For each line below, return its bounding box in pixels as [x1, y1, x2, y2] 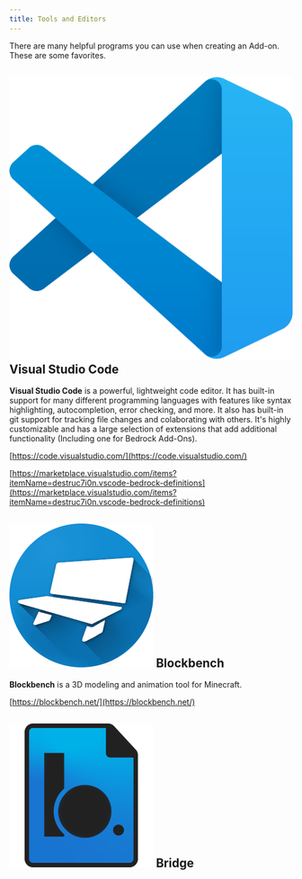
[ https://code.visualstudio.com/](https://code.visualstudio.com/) [9, 450, 247, 462]
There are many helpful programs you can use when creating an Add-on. [9, 40, 280, 51]
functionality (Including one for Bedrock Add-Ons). [9, 433, 198, 444]
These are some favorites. [9, 49, 106, 60]
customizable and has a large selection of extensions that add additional [9, 423, 277, 435]
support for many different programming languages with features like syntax [9, 395, 292, 406]
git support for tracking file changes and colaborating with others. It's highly [9, 414, 291, 425]
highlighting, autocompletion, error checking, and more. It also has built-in [9, 404, 284, 415]
